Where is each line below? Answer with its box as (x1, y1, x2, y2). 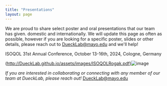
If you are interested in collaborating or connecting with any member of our (5, 70, 161, 76)
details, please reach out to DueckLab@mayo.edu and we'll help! (5, 41, 139, 47)
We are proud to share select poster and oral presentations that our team (5, 25, 155, 31)
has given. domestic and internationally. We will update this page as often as (5, 31, 162, 37)
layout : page (5, 12, 32, 17)
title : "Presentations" (5, 7, 55, 12)
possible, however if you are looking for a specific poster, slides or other (5, 36, 154, 42)
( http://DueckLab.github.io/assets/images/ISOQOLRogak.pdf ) (5, 60, 132, 66)
